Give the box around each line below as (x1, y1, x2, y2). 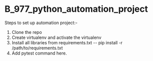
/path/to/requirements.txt (11, 45, 63, 51)
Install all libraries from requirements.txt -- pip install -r (11, 39, 123, 45)
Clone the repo (11, 29, 42, 35)
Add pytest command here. (11, 50, 67, 56)
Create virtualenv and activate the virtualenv (11, 34, 102, 40)
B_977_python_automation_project (4, 3, 148, 15)
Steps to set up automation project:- (4, 20, 78, 26)
